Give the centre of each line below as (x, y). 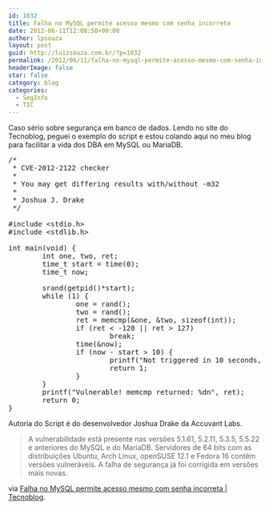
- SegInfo (32, 98)
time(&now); (99, 344)
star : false (28, 75)
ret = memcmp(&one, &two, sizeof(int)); (156, 320)
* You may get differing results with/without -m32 (116, 184)
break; (122, 336)
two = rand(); (103, 312)
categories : (28, 90)
